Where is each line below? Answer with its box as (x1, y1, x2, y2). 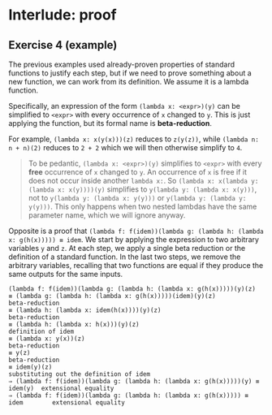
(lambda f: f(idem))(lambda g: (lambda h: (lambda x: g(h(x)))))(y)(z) (8, 285, 256, 293)
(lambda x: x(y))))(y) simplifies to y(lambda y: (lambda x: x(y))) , (28, 184, 257, 194)
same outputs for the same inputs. (8, 270, 123, 279)
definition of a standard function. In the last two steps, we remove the (8, 252, 241, 262)
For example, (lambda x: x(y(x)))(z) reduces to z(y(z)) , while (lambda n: (8, 134, 260, 144)
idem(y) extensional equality (8, 384, 114, 392)
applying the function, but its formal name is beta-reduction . (8, 119, 213, 128)
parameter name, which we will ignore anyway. (28, 210, 186, 220)
